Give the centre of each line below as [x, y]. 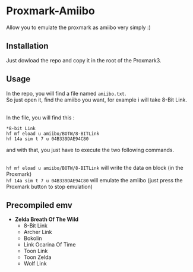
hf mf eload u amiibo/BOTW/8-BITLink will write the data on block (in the [95, 167]
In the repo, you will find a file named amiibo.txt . [66, 93]
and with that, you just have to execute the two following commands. [90, 150]
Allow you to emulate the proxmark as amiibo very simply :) [79, 27]
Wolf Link [35, 264]
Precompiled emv [39, 205]
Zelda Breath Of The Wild [47, 219]
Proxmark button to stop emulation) [50, 186]
